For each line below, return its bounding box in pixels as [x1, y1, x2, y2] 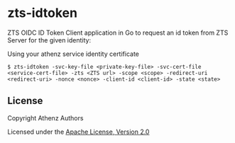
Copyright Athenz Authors [7, 113, 84, 122]
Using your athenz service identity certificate [7, 50, 140, 58]
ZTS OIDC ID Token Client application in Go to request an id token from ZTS [7, 28, 229, 37]
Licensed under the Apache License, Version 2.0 [7, 127, 150, 136]
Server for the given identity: [7, 35, 91, 44]
